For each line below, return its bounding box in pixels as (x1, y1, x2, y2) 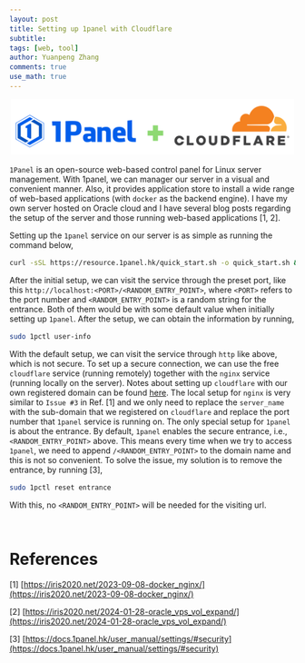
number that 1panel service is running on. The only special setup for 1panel (9, 416, 291, 427)
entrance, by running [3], (9, 464, 103, 476)
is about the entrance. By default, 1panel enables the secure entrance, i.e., (9, 426, 288, 437)
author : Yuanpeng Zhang (9, 53, 100, 63)
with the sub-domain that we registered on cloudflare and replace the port (9, 407, 290, 418)
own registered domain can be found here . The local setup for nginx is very (9, 387, 291, 399)
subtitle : (9, 34, 47, 43)
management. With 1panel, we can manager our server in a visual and (9, 173, 271, 185)
